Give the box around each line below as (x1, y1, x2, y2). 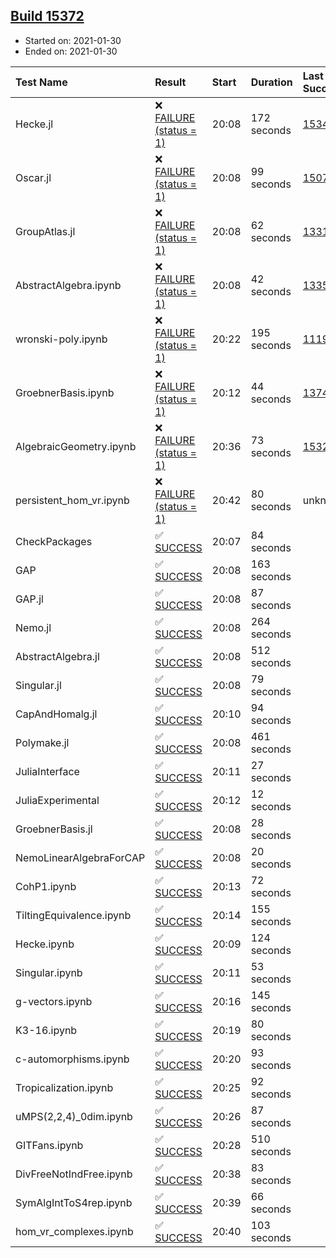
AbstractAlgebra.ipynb (15, 278, 122, 292)
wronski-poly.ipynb (15, 332, 108, 346)
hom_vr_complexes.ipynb (15, 1224, 134, 1238)
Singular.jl (15, 678, 62, 692)
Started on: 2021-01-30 (24, 34, 122, 46)
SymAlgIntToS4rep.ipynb (15, 1195, 133, 1209)
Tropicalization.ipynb (15, 1080, 114, 1094)
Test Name (15, 75, 68, 89)
